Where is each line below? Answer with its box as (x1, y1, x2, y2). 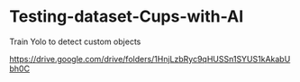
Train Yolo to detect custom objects (9, 36, 141, 47)
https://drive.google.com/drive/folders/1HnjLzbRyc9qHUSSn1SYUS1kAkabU (9, 53, 291, 64)
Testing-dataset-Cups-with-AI (9, 6, 244, 27)
